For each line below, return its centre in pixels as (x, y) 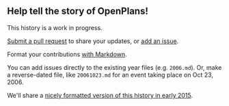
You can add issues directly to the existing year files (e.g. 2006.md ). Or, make (114, 67)
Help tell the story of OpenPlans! (78, 11)
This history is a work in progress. (55, 27)
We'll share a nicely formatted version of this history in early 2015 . (100, 95)
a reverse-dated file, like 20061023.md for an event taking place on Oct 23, (110, 75)
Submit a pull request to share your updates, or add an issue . (93, 41)
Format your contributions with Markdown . (67, 54)
